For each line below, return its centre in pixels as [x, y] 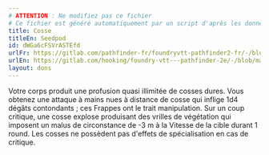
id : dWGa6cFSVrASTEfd [44, 46]
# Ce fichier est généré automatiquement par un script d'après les [125, 23]
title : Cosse [30, 31]
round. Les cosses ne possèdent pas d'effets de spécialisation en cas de [128, 133]
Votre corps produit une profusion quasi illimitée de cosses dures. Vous [126, 91]
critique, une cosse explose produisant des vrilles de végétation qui [120, 116]
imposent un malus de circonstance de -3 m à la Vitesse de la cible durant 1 [133, 124]
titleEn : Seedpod [37, 38]
